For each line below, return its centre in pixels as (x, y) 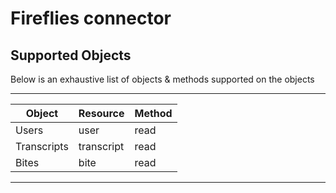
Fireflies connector (91, 18)
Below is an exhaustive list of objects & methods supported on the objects (162, 79)
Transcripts (42, 146)
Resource (101, 113)
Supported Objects (71, 55)
